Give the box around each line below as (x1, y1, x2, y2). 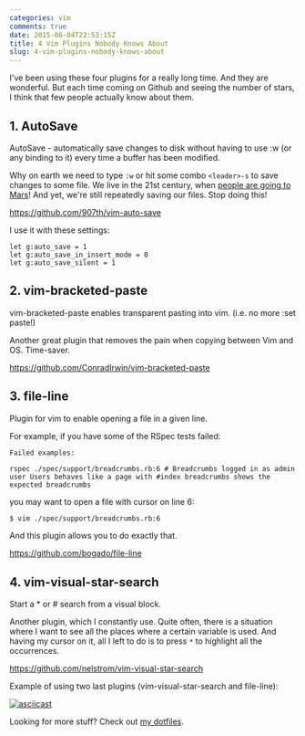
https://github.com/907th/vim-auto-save (9, 206, 162, 217)
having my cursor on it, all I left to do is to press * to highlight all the (9, 636, 262, 647)
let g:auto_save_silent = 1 (9, 258, 117, 268)
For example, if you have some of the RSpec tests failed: (9, 430, 221, 441)
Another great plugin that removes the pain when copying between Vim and (9, 334, 294, 345)
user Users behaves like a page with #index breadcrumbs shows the (9, 472, 271, 481)
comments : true (9, 22, 67, 31)
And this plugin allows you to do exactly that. (9, 531, 178, 541)
